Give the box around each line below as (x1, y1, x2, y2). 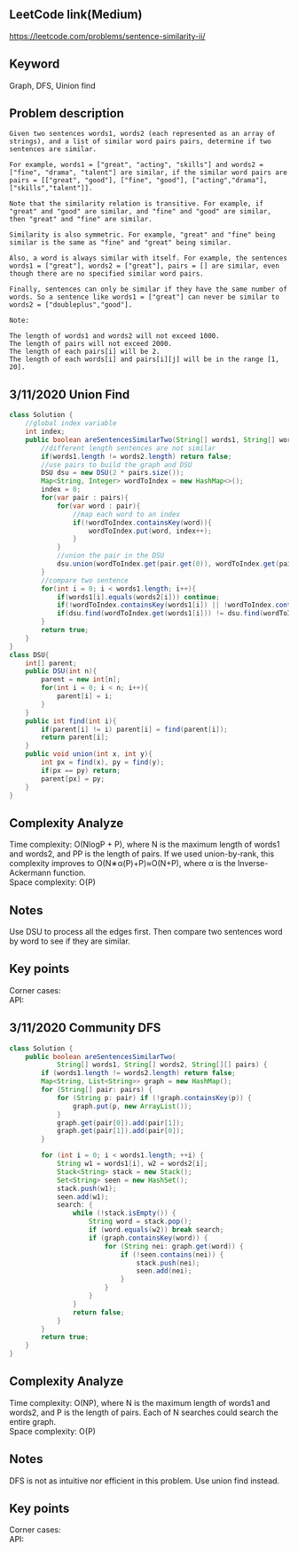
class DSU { (9, 650, 50, 659)
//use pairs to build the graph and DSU (41, 460, 192, 470)
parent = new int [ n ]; (41, 675, 122, 684)
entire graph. (9, 1416, 57, 1426)
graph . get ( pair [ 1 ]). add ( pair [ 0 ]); (56, 1127, 184, 1136)
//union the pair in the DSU (56, 551, 165, 560)
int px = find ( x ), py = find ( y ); (41, 758, 165, 767)
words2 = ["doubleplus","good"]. (9, 301, 133, 309)
